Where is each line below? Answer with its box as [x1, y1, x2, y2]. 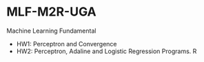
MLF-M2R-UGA [6, 4, 97, 20]
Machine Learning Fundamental [6, 27, 96, 35]
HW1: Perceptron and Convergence [16, 40, 117, 48]
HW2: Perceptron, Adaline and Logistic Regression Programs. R [16, 47, 197, 55]
